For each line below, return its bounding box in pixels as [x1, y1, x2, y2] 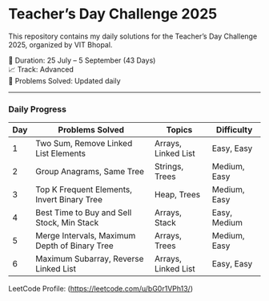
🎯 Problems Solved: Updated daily [8, 75, 122, 85]
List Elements [35, 148, 86, 159]
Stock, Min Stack [35, 218, 99, 229]
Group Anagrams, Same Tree [35, 166, 145, 177]
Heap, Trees [155, 189, 201, 201]
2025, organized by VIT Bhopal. [8, 39, 113, 49]
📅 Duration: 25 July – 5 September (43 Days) [8, 55, 156, 65]
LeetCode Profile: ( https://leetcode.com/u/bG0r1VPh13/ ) [8, 284, 194, 294]
